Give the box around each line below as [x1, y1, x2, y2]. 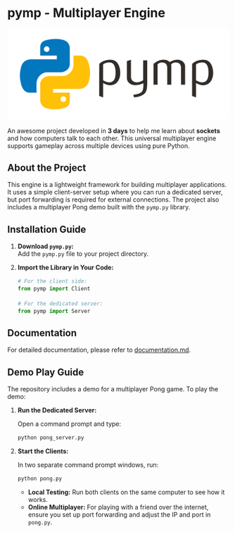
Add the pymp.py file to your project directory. [17, 250, 149, 258]
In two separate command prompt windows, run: [17, 460, 159, 470]
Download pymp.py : [17, 242, 74, 251]
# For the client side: [17, 278, 88, 285]
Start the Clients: [17, 447, 69, 455]
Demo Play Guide [7, 366, 84, 378]
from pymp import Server [17, 307, 91, 314]
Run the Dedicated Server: [17, 406, 97, 415]
